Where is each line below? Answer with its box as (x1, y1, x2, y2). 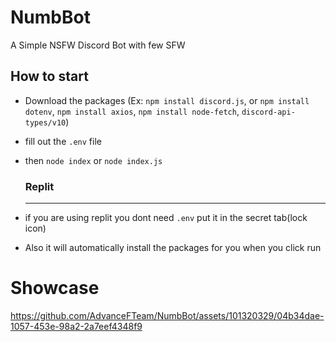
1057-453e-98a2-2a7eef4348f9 (10, 320, 143, 332)
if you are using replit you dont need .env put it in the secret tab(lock (24, 212, 308, 224)
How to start (10, 68, 89, 85)
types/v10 (24, 117, 67, 128)
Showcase (10, 277, 100, 300)
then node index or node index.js (24, 154, 163, 166)
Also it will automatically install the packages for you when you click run (24, 242, 322, 254)
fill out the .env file (24, 135, 102, 147)
